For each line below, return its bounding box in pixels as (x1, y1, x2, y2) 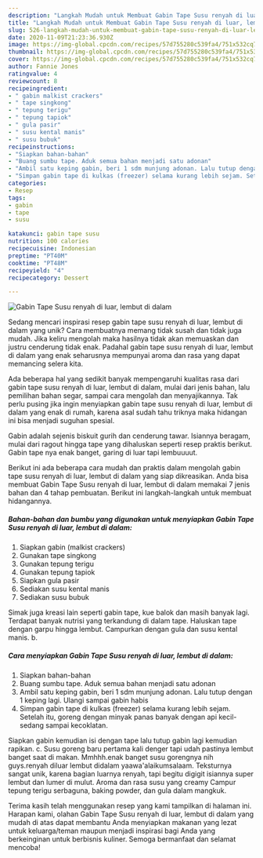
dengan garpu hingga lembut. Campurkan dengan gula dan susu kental (8, 625, 238, 634)
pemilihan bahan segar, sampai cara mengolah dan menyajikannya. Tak (8, 391, 239, 400)
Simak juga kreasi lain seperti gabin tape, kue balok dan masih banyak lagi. (8, 608, 250, 617)
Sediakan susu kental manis (19, 584, 110, 593)
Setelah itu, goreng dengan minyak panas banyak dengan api (19, 712, 218, 722)
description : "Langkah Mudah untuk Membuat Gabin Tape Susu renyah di (8, 11, 243, 20)
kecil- (218, 712, 237, 722)
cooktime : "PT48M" (8, 259, 68, 267)
